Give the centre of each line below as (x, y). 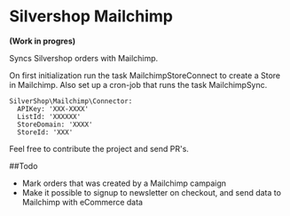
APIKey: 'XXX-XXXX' (53, 108)
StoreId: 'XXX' (45, 132)
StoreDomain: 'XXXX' (55, 124)
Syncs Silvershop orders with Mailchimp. (84, 58)
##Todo (24, 165)
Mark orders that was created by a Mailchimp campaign (124, 183)
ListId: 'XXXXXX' (49, 116)
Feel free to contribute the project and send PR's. (99, 148)
